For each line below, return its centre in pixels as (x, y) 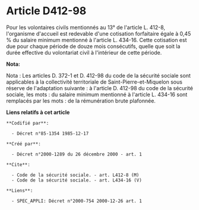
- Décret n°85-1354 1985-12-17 (50, 133)
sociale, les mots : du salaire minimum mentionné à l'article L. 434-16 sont (97, 94)
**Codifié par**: (28, 123)
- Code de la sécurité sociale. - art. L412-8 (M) (75, 175)
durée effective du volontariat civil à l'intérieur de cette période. (84, 52)
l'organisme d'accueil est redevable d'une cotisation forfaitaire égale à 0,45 (99, 33)
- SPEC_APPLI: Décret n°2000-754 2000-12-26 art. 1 (77, 201)
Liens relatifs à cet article (38, 112)
